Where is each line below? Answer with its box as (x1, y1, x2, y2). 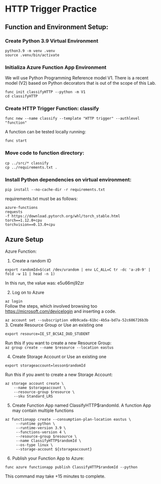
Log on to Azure (12, 289, 45, 295)
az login (5, 298, 23, 304)
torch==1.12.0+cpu (5, 218, 42, 223)
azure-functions (5, 205, 38, 210)
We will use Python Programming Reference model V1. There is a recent (5, 75, 149, 81)
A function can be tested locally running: (5, 129, 86, 135)
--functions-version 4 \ (16, 429, 66, 434)
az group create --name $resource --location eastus (5, 345, 114, 350)
